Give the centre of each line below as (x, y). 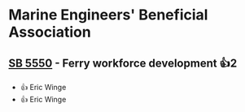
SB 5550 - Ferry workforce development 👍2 (123, 63)
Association (50, 32)
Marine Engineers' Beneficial (108, 15)
